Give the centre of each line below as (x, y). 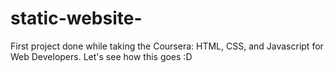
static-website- (76, 18)
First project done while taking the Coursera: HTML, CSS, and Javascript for (167, 46)
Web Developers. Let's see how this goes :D (101, 56)
